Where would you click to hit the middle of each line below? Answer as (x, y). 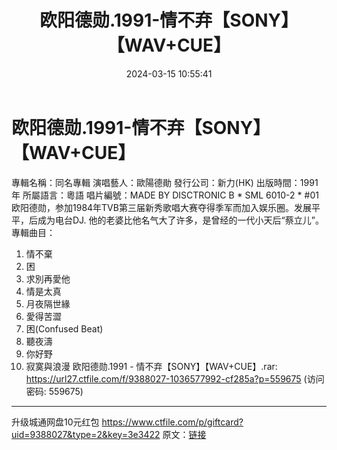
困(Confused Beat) (64, 328)
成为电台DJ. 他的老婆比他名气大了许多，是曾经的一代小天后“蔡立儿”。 (180, 220)
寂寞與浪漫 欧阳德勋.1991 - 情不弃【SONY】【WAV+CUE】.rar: (151, 366)
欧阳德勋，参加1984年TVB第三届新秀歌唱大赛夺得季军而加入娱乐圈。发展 (161, 207)
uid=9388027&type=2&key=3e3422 (86, 434)
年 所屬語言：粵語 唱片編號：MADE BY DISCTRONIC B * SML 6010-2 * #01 (165, 195)
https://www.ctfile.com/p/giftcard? (172, 422)
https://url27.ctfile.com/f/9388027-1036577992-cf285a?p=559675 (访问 (175, 378)
